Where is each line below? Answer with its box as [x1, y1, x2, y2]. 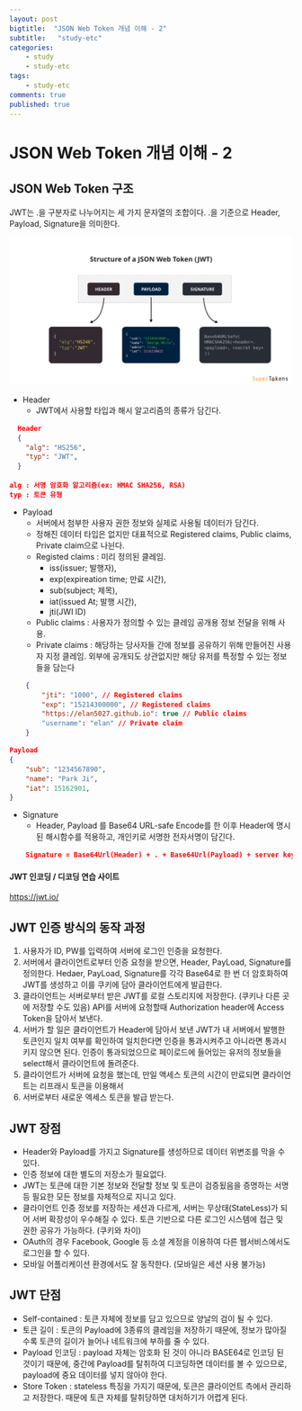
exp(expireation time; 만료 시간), [49, 573, 166, 584]
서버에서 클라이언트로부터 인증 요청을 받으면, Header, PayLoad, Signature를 [22, 957, 292, 967]
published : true [9, 100, 70, 109]
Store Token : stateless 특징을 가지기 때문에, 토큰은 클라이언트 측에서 [22, 1380, 268, 1391]
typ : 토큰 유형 [9, 490, 63, 499]
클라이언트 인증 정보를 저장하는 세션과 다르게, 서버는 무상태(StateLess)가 [22, 1202, 279, 1213]
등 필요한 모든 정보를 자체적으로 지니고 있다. [22, 1191, 177, 1201]
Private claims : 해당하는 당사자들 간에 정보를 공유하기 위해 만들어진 [35, 639, 275, 650]
